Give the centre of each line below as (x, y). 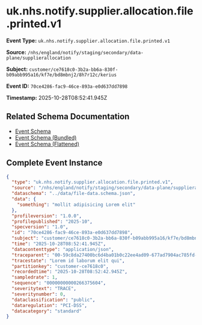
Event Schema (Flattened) (47, 144)
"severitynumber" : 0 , (39, 294)
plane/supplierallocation (38, 58)
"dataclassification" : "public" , (54, 300)
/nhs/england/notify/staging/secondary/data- (86, 52)
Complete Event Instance (54, 163)
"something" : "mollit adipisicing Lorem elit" (76, 205)
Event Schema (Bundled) (46, 137)
